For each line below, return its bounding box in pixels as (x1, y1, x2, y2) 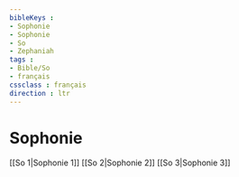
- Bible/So (9, 64, 51, 73)
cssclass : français (9, 80, 87, 89)
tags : (9, 55, 34, 64)
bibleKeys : (9, 13, 54, 23)
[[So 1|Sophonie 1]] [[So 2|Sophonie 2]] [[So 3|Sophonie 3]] (9, 157, 231, 168)
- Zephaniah (9, 47, 54, 56)
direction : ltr (9, 88, 70, 98)
